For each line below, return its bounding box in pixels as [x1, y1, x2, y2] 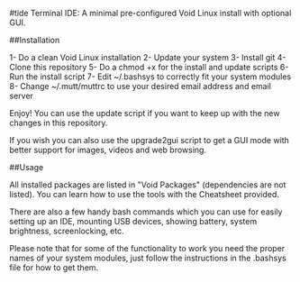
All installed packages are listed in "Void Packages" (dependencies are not [9, 179, 286, 190]
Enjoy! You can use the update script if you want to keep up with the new [9, 108, 280, 118]
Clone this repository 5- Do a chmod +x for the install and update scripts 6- [9, 62, 289, 72]
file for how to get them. [9, 262, 99, 273]
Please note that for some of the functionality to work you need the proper [9, 243, 286, 253]
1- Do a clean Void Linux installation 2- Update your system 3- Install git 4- [9, 52, 286, 62]
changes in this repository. [9, 117, 108, 128]
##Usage [9, 162, 44, 172]
